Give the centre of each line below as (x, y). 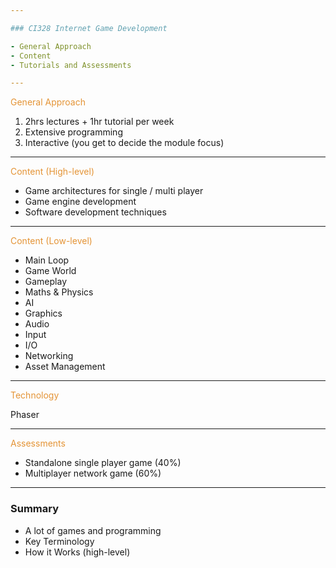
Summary (35, 509)
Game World (50, 271)
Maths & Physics (59, 292)
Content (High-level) (52, 172)
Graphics (43, 313)
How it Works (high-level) (77, 552)
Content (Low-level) (51, 241)
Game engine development (80, 202)
